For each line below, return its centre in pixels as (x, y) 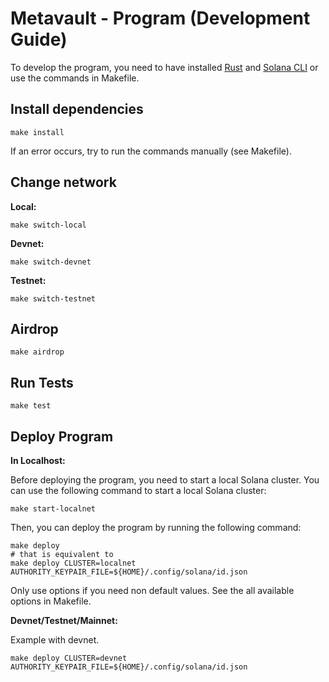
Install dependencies (77, 109)
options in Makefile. (51, 601)
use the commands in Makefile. (75, 78)
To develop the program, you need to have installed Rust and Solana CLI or (164, 67)
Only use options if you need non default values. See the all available (152, 590)
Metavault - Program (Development (160, 18)
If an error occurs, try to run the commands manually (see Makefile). (151, 151)
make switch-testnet (53, 298)
